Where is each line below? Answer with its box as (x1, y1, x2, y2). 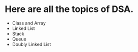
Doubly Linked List (12, 41, 51, 47)
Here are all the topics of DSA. (5, 3, 134, 15)
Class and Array (12, 20, 46, 26)
